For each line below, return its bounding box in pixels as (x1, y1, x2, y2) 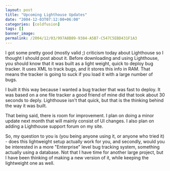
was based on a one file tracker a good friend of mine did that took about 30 (5, 92, 165, 98)
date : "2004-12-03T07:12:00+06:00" (5, 17, 81, 22)
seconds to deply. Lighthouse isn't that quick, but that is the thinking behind (5, 97, 164, 103)
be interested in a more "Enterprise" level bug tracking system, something (5, 144, 160, 150)
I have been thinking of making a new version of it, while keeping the (5, 154, 149, 160)
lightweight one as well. (5, 160, 55, 166)
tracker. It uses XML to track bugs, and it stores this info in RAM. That (5, 65, 151, 72)
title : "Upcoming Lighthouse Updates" (5, 12, 87, 17)
